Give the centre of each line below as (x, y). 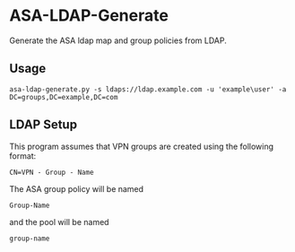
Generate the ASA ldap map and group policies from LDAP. (118, 40)
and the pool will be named (59, 222)
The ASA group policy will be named (77, 188)
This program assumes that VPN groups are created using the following (142, 146)
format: (23, 156)
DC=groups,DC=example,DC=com (64, 97)
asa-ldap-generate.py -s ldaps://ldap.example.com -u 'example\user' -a (148, 89)
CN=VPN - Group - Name (52, 172)
